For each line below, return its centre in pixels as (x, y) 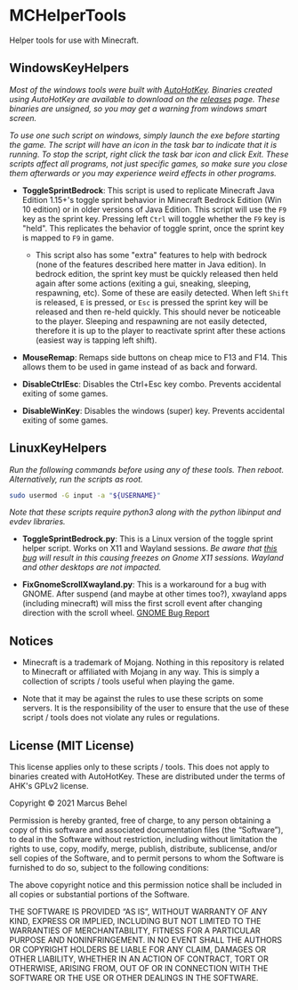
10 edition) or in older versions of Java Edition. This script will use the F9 (154, 209)
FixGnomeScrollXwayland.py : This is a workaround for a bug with (144, 585)
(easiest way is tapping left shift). (96, 340)
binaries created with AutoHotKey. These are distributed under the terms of (147, 776)
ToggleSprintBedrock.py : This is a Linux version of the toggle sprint (148, 539)
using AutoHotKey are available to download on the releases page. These (145, 99)
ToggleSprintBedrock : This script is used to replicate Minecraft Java (148, 190)
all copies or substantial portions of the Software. (99, 895)
